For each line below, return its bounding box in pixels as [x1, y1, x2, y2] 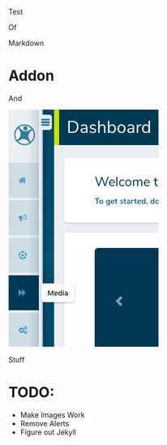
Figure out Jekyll [19, 427, 77, 437]
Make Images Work [19, 409, 85, 420]
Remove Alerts [19, 418, 70, 428]
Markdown [8, 38, 45, 48]
